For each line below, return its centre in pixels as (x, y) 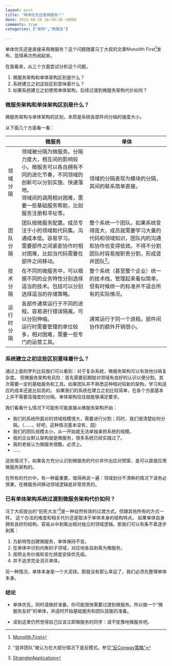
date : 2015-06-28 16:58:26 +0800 (41, 19)
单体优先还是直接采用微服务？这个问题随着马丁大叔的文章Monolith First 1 (81, 48)
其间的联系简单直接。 (115, 186)
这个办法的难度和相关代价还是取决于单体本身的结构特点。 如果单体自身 (90, 517)
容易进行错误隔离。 (55, 311)
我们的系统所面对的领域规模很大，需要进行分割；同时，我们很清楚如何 (87, 418)
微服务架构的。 (21, 467)
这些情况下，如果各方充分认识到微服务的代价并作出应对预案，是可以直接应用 (86, 460)
